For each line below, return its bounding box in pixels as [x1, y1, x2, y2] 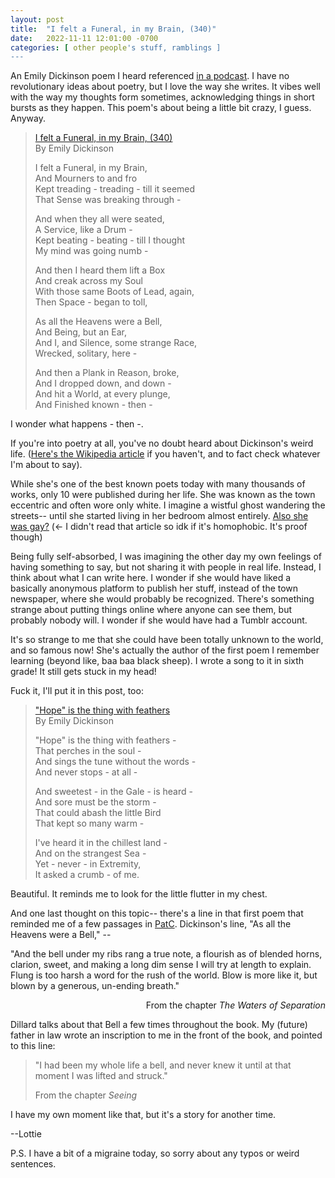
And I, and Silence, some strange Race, [34, 337, 198, 349]
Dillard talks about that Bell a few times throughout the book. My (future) [10, 1019, 308, 1031]
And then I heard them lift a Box [34, 264, 166, 276]
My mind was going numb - [34, 245, 149, 257]
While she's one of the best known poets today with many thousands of [10, 478, 306, 490]
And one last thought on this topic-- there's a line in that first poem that [10, 907, 304, 920]
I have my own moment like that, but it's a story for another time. [10, 1109, 277, 1121]
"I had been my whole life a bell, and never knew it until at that [34, 1059, 292, 1071]
